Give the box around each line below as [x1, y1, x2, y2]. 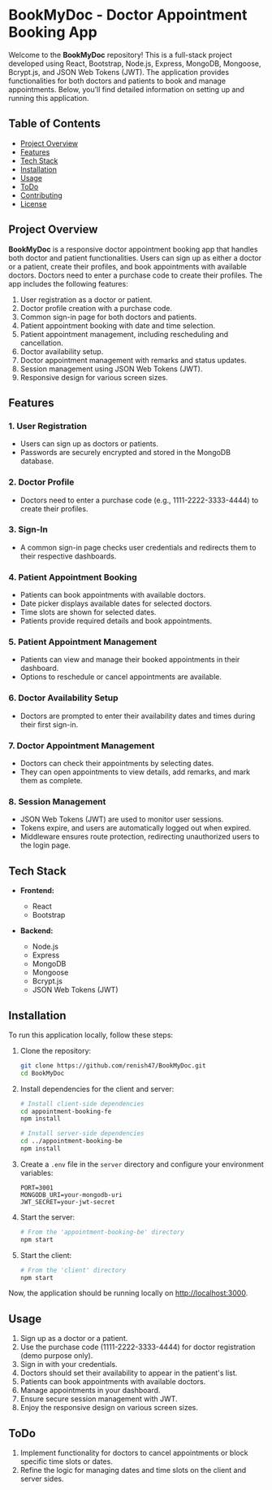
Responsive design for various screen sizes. [19, 372, 168, 382]
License [19, 199, 47, 208]
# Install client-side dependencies [19, 1099, 145, 1108]
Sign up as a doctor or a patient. [19, 1334, 128, 1343]
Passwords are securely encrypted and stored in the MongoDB [19, 448, 231, 458]
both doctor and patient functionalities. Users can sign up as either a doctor [8, 252, 262, 262]
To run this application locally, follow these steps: [8, 1030, 173, 1040]
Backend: [19, 926, 54, 936]
